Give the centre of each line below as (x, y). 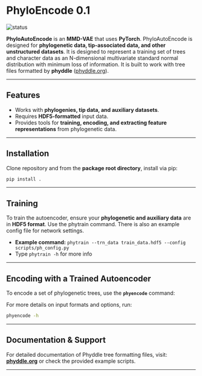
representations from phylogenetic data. (66, 129)
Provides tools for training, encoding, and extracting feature (91, 122)
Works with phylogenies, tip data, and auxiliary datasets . (87, 109)
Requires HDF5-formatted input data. (62, 116)
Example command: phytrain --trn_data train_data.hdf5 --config (100, 242)
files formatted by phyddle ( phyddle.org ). (58, 70)
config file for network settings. (45, 231)
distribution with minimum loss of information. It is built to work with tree (96, 64)
